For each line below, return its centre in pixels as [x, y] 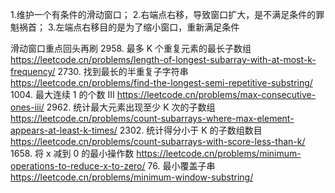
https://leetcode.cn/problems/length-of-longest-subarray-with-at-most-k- [163, 59]
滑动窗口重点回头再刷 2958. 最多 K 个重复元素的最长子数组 [131, 48]
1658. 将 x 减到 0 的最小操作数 [72, 153]
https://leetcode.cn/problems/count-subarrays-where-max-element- [152, 118]
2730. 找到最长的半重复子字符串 [123, 71]
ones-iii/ [27, 107]
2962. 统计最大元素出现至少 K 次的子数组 [131, 107]
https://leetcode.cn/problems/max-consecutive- [216, 94]
